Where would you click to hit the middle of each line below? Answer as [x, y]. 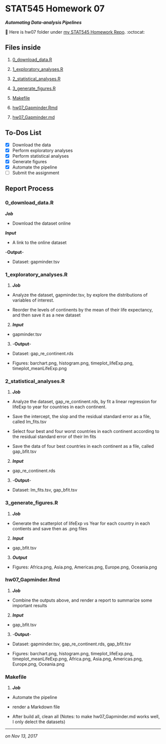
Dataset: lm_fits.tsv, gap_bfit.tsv [45, 490]
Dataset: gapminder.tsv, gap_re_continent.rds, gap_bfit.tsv [72, 644]
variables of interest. [33, 300]
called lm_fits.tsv [29, 422]
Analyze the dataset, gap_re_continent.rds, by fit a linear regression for [84, 402]
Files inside [23, 48]
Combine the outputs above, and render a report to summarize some [82, 600]
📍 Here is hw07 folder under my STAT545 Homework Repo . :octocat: [75, 32]
